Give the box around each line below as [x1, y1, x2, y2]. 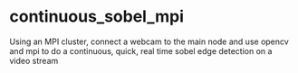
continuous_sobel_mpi [9, 6, 184, 27]
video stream [9, 55, 59, 66]
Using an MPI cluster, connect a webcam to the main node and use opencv [9, 36, 290, 47]
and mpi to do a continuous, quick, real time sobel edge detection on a [9, 45, 273, 56]
